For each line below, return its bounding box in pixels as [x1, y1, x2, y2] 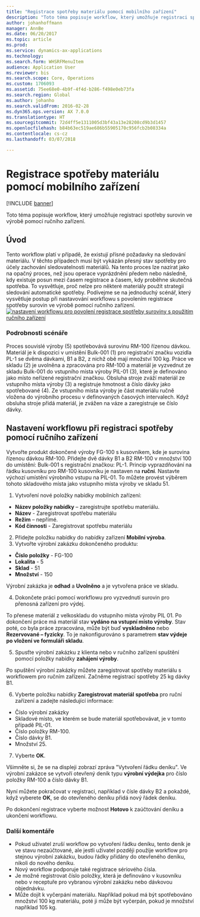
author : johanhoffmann [6, 20, 62, 26]
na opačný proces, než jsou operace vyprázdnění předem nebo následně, [6, 270, 187, 277]
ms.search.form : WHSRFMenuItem [6, 58, 84, 64]
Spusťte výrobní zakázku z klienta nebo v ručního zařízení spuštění [14, 649, 180, 656]
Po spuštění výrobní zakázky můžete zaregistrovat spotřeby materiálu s [6, 666, 182, 674]
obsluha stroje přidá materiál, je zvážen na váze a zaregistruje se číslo [6, 399, 179, 406]
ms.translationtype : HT [6, 114, 65, 120]
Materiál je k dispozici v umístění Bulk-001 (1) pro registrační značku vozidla [6, 348, 192, 356]
